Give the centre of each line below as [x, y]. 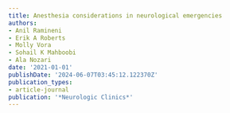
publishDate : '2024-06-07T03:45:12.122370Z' [83, 75]
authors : [23, 23]
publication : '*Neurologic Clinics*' [71, 97]
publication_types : [41, 82]
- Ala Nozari [30, 60]
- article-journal [39, 90]
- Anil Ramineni [35, 30]
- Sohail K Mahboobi [43, 53]
